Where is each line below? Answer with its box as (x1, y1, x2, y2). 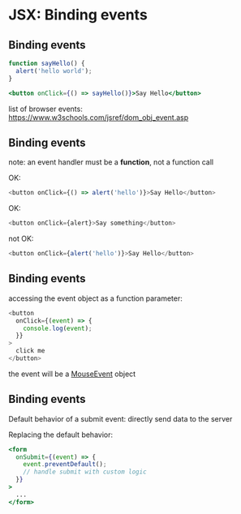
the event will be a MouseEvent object (8, 369, 136, 379)
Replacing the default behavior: (8, 430, 114, 439)
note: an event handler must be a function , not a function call (8, 157, 213, 167)
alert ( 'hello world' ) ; (15, 66, 93, 75)
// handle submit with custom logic (23, 468, 148, 476)
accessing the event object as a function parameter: (8, 293, 183, 303)
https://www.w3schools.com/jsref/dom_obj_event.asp (8, 112, 189, 122)
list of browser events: (8, 104, 83, 114)
